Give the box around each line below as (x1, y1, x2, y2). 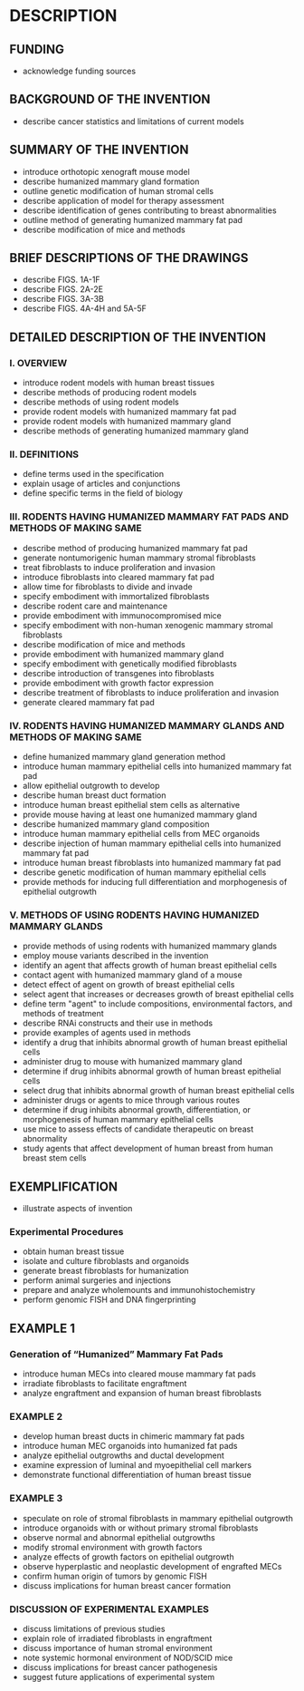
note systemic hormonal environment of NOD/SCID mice (22, 1652, 233, 1663)
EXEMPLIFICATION (9, 1179, 119, 1194)
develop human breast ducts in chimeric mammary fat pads (22, 1431, 245, 1442)
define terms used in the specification (22, 469, 165, 480)
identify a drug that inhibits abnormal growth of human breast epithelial (22, 1037, 288, 1048)
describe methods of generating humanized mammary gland (22, 425, 249, 436)
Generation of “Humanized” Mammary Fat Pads (9, 1347, 223, 1360)
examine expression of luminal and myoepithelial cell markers (22, 1460, 252, 1471)
